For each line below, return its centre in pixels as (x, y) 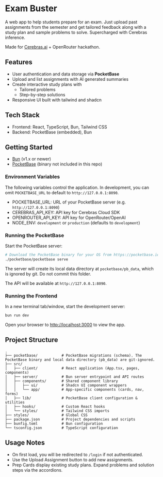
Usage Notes (25, 443)
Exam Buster (31, 9)
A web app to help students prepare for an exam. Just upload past (71, 22)
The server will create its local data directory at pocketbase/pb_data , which (79, 269)
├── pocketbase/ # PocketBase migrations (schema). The (73, 355)
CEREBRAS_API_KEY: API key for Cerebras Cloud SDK (66, 212)
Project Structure (32, 340)
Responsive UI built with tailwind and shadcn (57, 100)
